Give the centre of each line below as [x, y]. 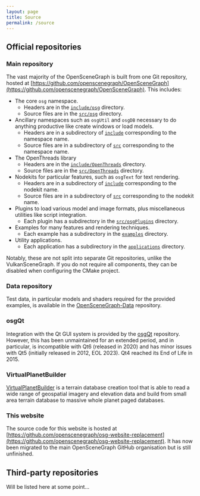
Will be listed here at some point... [48, 487]
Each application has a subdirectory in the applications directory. [104, 247]
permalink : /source [30, 23]
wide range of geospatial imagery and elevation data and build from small [96, 394]
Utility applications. [38, 240]
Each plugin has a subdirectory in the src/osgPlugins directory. [101, 222]
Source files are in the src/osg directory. [73, 114]
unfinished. [20, 454]
